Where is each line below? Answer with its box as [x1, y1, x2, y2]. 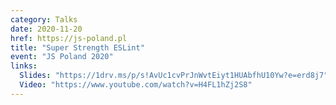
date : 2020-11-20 [10, 24, 83, 34]
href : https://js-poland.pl [10, 33, 128, 43]
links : [10, 61, 38, 71]
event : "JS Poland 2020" [10, 52, 114, 62]
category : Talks [10, 14, 78, 25]
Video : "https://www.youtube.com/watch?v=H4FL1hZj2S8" [19, 80, 253, 90]
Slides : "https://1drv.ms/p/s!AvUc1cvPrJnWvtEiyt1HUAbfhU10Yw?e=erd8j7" [19, 71, 329, 81]
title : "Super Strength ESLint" [10, 42, 145, 53]
